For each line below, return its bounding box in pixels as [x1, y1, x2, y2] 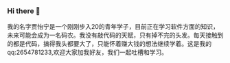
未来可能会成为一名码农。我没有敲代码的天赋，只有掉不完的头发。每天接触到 [7, 31, 224, 40]
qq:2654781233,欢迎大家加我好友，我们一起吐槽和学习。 [7, 48, 168, 57]
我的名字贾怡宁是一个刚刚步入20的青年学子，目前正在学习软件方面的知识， [7, 23, 220, 31]
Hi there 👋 [7, 6, 41, 16]
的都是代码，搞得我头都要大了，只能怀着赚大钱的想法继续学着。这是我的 [7, 40, 211, 48]
